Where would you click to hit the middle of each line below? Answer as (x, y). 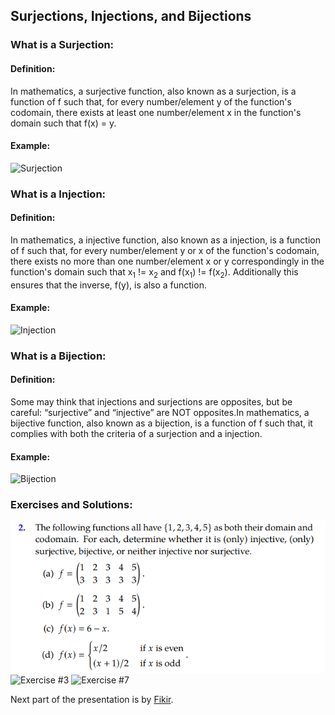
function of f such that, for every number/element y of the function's (151, 101)
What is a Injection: (58, 194)
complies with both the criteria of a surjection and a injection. (136, 433)
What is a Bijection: (58, 356)
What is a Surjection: (62, 45)
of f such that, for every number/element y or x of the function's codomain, (165, 250)
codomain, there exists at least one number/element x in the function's (156, 112)
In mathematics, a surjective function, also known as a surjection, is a (153, 91)
